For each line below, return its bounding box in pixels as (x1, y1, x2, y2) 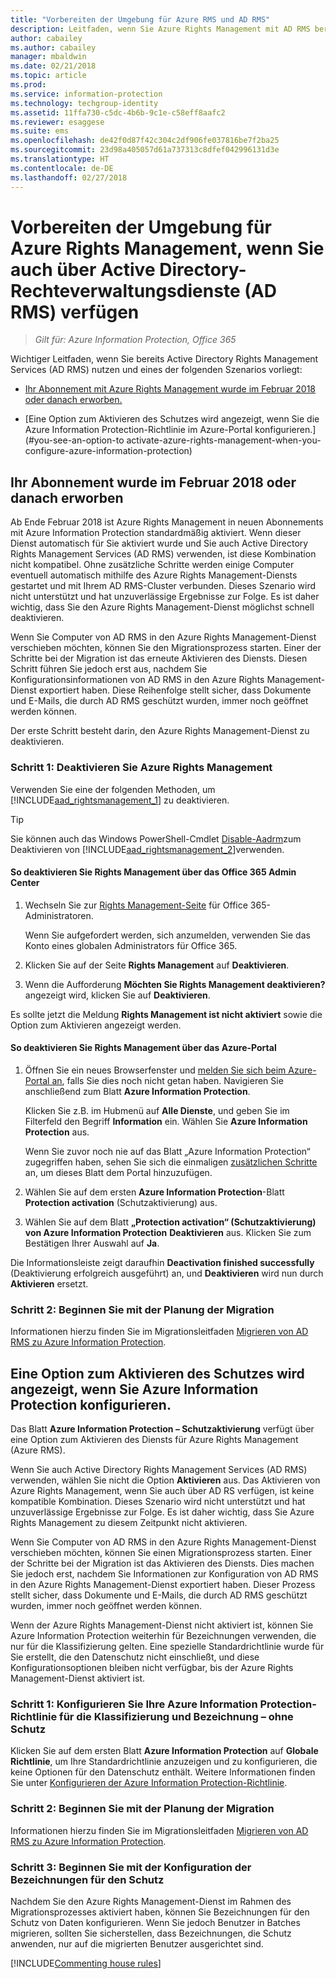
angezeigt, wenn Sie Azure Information (10, 1381, 259, 1398)
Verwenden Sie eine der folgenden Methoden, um (10, 783, 216, 795)
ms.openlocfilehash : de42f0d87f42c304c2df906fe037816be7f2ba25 (10, 136, 280, 146)
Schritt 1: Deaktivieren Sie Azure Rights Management (10, 761, 273, 775)
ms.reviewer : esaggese (10, 117, 105, 127)
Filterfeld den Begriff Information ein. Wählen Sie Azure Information (24, 1115, 308, 1127)
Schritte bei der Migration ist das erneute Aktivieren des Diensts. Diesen (10, 652, 308, 665)
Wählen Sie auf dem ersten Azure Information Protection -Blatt (24, 1186, 285, 1198)
